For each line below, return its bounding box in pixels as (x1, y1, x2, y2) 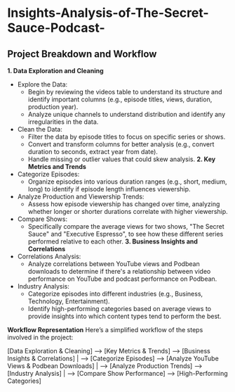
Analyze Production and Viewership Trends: (17, 192, 145, 201)
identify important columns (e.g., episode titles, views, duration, (27, 95, 213, 103)
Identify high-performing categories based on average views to (27, 305, 212, 312)
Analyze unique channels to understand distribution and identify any (27, 110, 226, 118)
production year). (27, 103, 79, 110)
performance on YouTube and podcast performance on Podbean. (27, 274, 217, 283)
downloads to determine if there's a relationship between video (27, 267, 211, 275)
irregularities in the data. (27, 118, 99, 126)
